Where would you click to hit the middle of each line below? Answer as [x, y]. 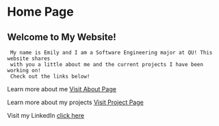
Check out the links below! [50, 76]
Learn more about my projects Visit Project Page [75, 102]
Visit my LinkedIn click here [46, 115]
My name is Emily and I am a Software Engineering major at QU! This [111, 52]
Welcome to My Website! [62, 37]
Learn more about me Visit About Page [62, 89]
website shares [29, 59]
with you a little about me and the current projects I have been [107, 65]
